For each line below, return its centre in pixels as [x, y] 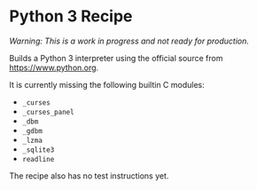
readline [38, 159]
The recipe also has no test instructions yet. [89, 176]
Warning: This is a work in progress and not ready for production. [129, 41]
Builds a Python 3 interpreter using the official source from [116, 58]
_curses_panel [48, 112]
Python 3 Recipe [71, 16]
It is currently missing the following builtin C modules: [107, 84]
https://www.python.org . [54, 67]
